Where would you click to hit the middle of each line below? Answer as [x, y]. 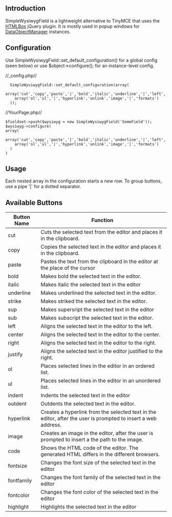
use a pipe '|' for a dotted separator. [43, 187]
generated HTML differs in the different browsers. [100, 454]
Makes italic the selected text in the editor [91, 285]
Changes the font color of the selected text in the [100, 492]
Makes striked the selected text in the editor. [94, 301]
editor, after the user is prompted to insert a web [99, 419]
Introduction [26, 8]
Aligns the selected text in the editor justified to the [102, 351]
